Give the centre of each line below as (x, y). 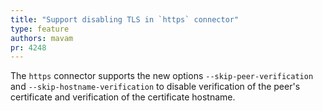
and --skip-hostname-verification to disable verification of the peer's (155, 87)
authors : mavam (42, 38)
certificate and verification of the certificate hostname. (123, 97)
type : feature (40, 29)
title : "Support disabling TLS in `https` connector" (125, 19)
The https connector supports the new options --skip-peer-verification (162, 76)
